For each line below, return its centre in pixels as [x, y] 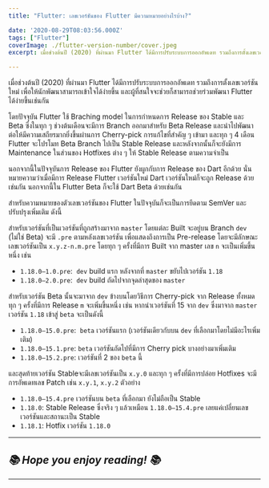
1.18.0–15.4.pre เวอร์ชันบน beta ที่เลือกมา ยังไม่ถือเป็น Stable [110, 399]
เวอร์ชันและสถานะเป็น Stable [60, 417]
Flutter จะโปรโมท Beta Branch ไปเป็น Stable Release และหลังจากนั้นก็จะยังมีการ [125, 144]
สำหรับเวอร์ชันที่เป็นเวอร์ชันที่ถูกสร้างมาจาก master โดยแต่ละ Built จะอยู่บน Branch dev [128, 228]
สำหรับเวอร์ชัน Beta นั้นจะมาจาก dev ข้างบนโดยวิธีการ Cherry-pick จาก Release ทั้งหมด [132, 296]
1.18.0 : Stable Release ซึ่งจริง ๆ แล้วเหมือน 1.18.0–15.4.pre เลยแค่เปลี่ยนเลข [134, 408]
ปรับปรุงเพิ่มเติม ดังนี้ [35, 212]
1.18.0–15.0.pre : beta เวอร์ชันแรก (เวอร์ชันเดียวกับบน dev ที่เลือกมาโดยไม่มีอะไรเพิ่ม [140, 331]
